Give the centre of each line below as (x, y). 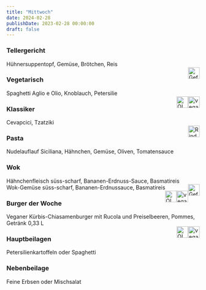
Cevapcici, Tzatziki (30, 123)
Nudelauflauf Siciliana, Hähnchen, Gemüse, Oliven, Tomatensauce (90, 151)
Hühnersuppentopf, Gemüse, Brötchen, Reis (62, 64)
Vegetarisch (25, 80)
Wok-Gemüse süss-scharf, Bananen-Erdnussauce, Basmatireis (86, 187)
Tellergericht (26, 51)
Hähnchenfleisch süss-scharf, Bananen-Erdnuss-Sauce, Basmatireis (93, 181)
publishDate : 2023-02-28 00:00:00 (51, 23)
